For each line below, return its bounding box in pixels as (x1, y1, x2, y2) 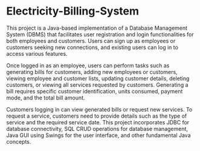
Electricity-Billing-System (6, 4, 140, 18)
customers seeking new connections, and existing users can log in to (6, 44, 178, 51)
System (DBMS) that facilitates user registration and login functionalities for (6, 30, 195, 38)
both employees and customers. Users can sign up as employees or (6, 37, 176, 44)
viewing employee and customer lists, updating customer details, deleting (6, 75, 190, 82)
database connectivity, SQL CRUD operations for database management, (6, 125, 189, 132)
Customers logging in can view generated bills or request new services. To (6, 106, 193, 113)
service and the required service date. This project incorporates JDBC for (6, 118, 190, 126)
